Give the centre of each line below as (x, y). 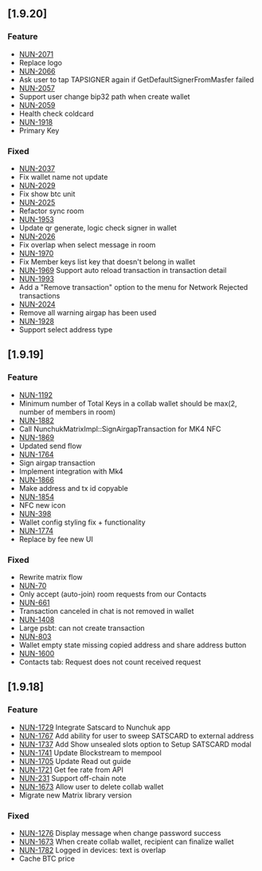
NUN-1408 (37, 620)
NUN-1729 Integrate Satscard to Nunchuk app (94, 727)
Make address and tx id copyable (73, 488)
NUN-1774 (36, 530)
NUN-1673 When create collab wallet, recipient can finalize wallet (126, 841)
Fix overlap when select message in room (87, 244)
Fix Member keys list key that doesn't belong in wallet (107, 261)
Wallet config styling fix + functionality (82, 522)
